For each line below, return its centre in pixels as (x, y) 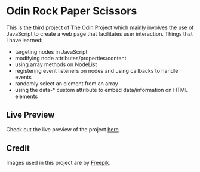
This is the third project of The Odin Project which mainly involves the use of (100, 27)
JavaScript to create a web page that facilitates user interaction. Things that (99, 33)
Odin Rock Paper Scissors (72, 11)
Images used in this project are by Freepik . (59, 162)
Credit (18, 148)
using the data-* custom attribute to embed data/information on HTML (101, 90)
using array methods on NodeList (56, 64)
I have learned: (24, 40)
